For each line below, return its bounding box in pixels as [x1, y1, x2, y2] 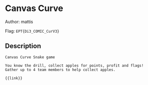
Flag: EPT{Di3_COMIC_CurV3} [5, 28, 59, 34]
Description [5, 42, 41, 50]
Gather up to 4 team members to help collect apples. [5, 67, 116, 72]
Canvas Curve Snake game [5, 55, 55, 60]
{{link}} [5, 75, 23, 81]
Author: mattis [5, 19, 33, 24]
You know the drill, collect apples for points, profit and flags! [5, 63, 144, 68]
